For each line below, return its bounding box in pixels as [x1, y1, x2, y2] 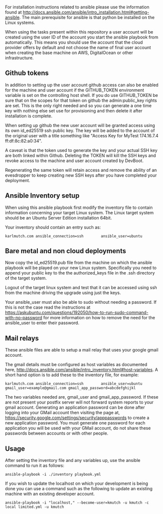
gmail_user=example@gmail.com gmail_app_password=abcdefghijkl [5, 385, 136, 391]
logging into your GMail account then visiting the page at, [5, 410, 120, 416]
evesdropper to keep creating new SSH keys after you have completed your [5, 172, 157, 178]
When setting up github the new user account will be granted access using [5, 122, 155, 128]
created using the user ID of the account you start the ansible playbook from [5, 34, 159, 40]
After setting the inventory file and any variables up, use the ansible [5, 458, 141, 463]
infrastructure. [5, 55, 34, 60]
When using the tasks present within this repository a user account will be [5, 29, 153, 35]
